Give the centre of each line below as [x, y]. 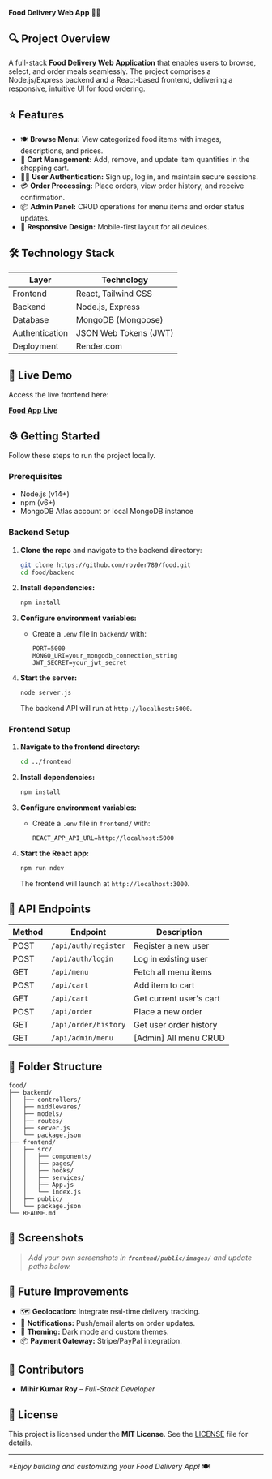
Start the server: [49, 678]
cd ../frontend [46, 762]
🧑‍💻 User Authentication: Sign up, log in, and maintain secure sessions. [139, 176]
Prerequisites [35, 476]
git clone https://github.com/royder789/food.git [106, 565]
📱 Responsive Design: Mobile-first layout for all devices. [115, 226]
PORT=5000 [49, 649]
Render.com [99, 346]
